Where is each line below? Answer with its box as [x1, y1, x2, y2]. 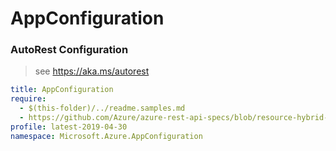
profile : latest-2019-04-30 [10, 122, 128, 132]
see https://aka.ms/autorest [34, 65, 150, 77]
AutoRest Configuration [10, 43, 129, 57]
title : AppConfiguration [10, 85, 114, 95]
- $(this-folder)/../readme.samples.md [19, 103, 186, 114]
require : [10, 94, 47, 104]
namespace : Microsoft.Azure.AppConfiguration [10, 131, 203, 141]
